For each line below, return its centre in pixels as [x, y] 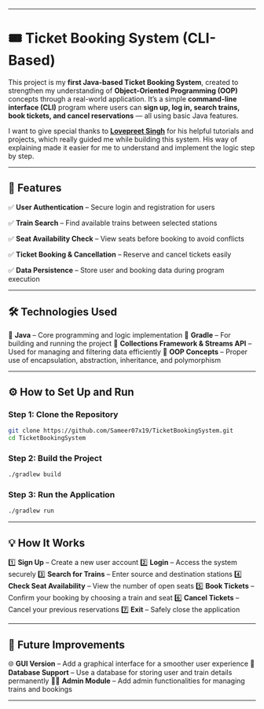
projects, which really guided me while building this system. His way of [123, 139]
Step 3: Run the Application [62, 495]
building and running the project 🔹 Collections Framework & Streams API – [130, 343]
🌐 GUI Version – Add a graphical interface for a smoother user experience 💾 [132, 663]
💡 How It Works [47, 543]
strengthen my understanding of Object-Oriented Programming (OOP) [123, 90]
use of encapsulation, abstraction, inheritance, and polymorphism [115, 360]
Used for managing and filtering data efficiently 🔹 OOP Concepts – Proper [128, 352]
